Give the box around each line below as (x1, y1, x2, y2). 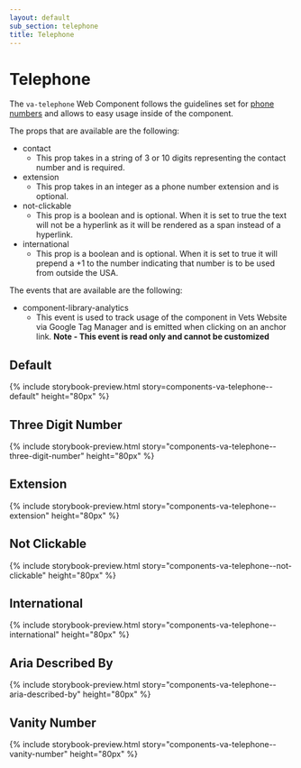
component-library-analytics (22, 303, 129, 314)
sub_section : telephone (9, 22, 99, 31)
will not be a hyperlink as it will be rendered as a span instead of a (35, 220, 281, 231)
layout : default (9, 13, 70, 23)
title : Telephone (9, 30, 75, 39)
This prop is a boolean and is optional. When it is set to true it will (35, 249, 278, 260)
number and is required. (35, 162, 125, 173)
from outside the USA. (35, 268, 119, 279)
